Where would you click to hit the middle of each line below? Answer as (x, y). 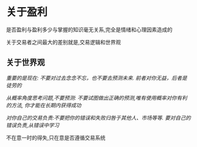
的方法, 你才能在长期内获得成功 (44, 105)
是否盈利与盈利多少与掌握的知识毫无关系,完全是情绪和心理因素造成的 (89, 30)
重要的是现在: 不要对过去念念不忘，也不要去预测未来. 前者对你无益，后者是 (96, 78)
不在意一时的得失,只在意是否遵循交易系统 (56, 138)
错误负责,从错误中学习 (33, 125)
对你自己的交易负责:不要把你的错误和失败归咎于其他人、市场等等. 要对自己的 (98, 117)
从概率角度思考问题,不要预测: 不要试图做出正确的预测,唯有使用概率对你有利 (97, 97)
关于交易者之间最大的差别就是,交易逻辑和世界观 (64, 42)
